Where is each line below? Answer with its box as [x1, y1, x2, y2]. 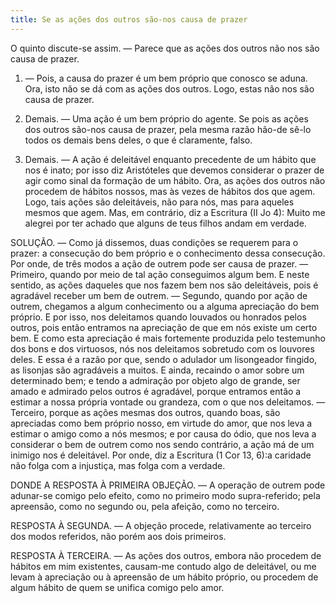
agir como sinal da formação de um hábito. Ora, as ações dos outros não [24, 174, 326, 186]
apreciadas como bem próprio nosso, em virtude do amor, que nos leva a [10, 417, 313, 429]
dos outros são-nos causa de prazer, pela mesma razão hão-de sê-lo [24, 123, 312, 135]
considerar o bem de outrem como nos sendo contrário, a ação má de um [10, 438, 315, 450]
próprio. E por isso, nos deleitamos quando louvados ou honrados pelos [10, 311, 307, 323]
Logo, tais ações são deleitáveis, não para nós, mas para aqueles [24, 196, 295, 208]
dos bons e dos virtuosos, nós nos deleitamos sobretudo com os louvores [10, 342, 315, 355]
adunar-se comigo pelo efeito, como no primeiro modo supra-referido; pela [10, 489, 321, 501]
